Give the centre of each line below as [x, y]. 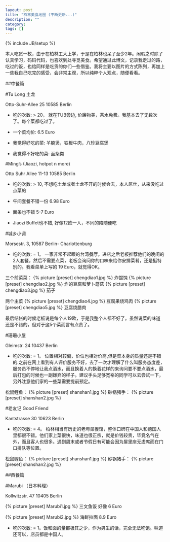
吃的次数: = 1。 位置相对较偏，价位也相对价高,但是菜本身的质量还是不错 [87, 356]
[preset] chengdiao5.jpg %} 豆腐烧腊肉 [46, 308]
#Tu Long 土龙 [20, 94]
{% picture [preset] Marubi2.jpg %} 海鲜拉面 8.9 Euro [61, 517]
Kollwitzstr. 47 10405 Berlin [34, 496]
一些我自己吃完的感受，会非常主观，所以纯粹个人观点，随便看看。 [74, 73]
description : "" [22, 19]
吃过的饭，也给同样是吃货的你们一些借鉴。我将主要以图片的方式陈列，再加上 [85, 66]
